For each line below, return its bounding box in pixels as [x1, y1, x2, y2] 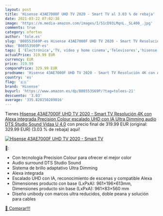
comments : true [5, 25, 36, 30]
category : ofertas [5, 30, 42, 35]
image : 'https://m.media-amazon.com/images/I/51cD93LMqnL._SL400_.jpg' [5, 20, 153, 26]
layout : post [5, 7, 32, 12]
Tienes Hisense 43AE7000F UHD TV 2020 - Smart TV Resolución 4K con [5, 111, 152, 117]
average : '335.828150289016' [5, 98, 64, 103]
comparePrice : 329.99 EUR [5, 66, 57, 71]
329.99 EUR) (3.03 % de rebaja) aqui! [5, 126, 80, 132]
